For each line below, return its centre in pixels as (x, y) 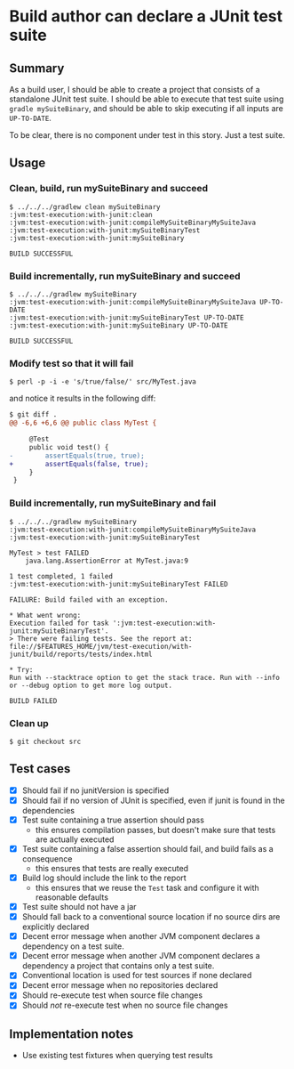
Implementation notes (72, 1034)
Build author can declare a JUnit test (146, 16)
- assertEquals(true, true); (77, 456)
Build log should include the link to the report (104, 878)
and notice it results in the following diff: (83, 399)
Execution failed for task (59, 623)
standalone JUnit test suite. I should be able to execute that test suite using (147, 99)
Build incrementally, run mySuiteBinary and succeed (125, 276)
